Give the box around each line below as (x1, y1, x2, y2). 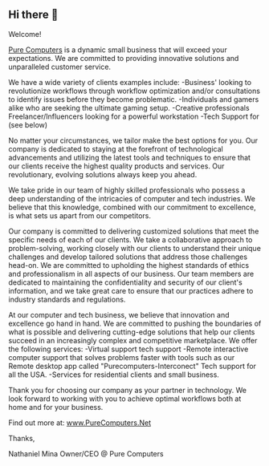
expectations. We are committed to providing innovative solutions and (8, 53, 239, 63)
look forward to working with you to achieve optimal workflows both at (8, 394, 242, 403)
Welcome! (8, 29, 42, 38)
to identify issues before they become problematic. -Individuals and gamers (8, 94, 259, 104)
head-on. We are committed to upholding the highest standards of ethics (8, 260, 250, 269)
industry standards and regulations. (8, 294, 126, 304)
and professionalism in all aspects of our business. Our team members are (8, 269, 255, 278)
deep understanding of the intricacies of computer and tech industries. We (8, 193, 255, 203)
